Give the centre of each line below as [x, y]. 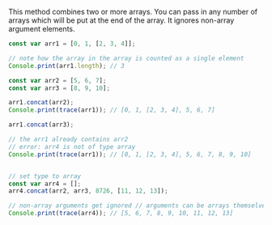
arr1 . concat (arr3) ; [41, 125]
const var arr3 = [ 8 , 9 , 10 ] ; [59, 88]
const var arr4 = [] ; [45, 184]
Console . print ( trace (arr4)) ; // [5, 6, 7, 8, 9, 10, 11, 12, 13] [121, 214]
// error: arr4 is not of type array [72, 146]
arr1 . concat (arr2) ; [41, 103]
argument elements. [42, 29]
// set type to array [45, 176]
